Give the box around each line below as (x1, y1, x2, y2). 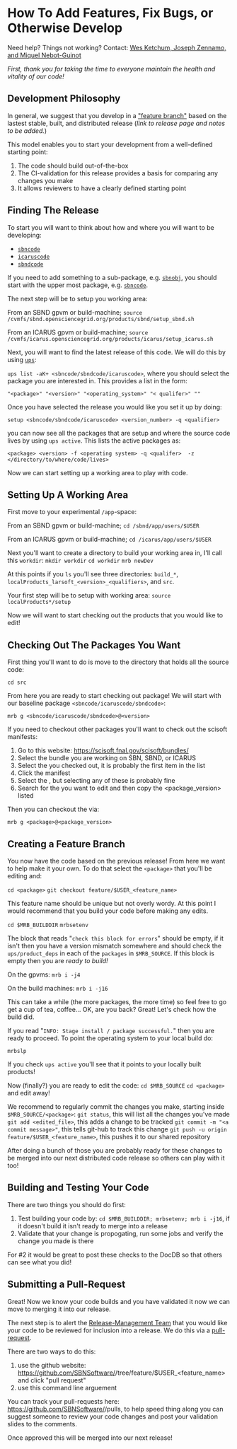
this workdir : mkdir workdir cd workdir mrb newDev (7, 557, 154, 565)
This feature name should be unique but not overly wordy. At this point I (7, 900, 216, 907)
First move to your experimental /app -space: (7, 508, 137, 516)
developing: (7, 231, 42, 239)
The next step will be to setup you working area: (7, 294, 148, 303)
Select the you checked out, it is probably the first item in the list (17, 762, 206, 770)
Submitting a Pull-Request (7, 1279, 126, 1291)
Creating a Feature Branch (7, 838, 126, 850)
